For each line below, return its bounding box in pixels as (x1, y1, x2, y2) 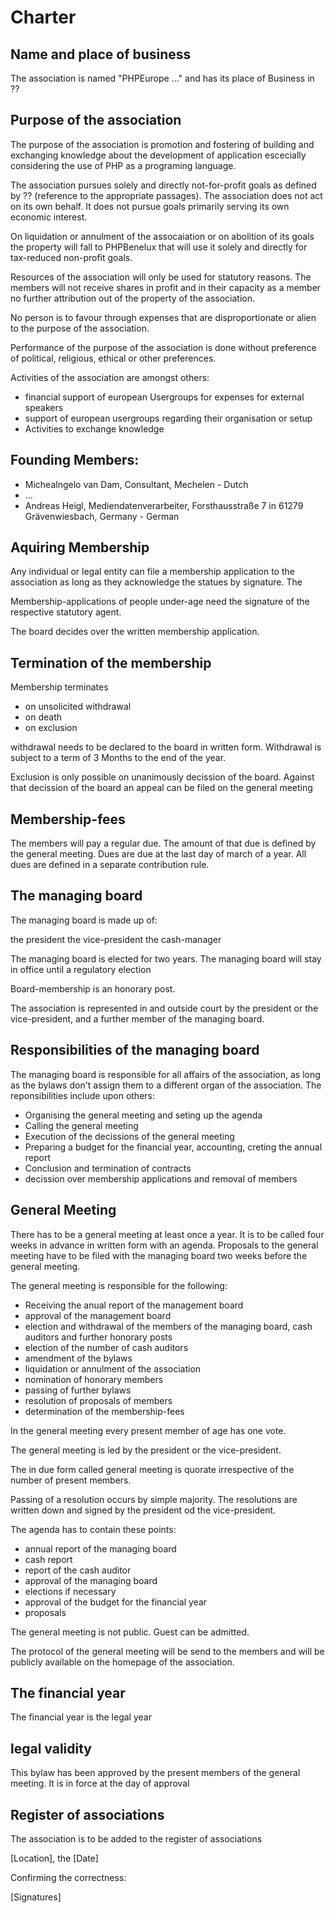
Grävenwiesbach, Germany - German (24, 510, 180, 522)
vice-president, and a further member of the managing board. (10, 1012, 265, 1025)
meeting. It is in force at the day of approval (10, 1777, 190, 1790)
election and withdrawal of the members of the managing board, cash (24, 1320, 313, 1332)
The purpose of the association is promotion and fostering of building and (10, 138, 315, 150)
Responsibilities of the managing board (10, 1042, 260, 1059)
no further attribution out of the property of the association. (10, 292, 256, 304)
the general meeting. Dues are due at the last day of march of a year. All (10, 848, 307, 860)
